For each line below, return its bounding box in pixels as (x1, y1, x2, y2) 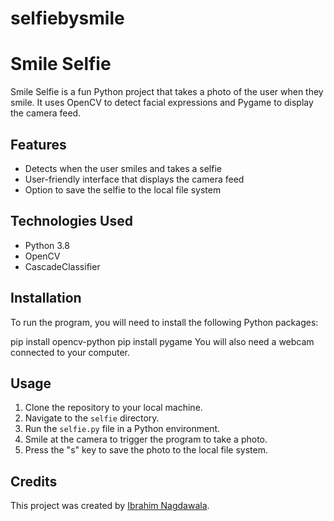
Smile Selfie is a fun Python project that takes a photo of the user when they (10, 86, 324, 98)
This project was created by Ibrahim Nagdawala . (10, 500, 210, 512)
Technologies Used (10, 213, 133, 230)
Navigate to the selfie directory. (24, 412, 160, 424)
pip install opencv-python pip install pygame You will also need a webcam (10, 335, 315, 347)
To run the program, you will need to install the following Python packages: (10, 316, 319, 328)
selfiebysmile (10, 7, 125, 30)
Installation (10, 290, 82, 307)
